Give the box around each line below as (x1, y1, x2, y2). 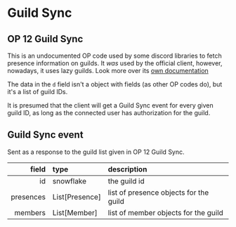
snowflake (52, 176, 86, 186)
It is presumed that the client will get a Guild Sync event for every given (7, 101, 214, 110)
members (14, 207, 46, 217)
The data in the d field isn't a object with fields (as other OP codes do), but (7, 80, 223, 89)
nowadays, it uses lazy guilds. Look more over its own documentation (7, 67, 209, 74)
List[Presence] (52, 192, 102, 202)
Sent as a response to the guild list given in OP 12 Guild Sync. (7, 148, 185, 156)
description (107, 164, 147, 174)
